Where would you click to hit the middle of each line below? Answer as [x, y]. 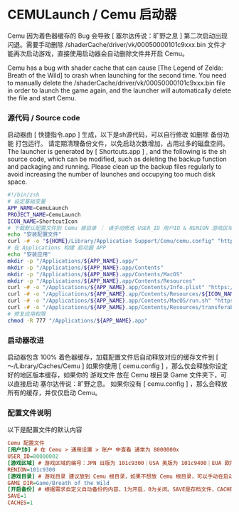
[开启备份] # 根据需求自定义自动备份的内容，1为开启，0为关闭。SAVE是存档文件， [112, 490]
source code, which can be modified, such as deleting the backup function [117, 159]
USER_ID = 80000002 [33, 456]
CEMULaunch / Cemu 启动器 [92, 15]
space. [17, 182]
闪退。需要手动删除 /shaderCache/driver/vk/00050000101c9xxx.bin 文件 [114, 44]
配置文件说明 [30, 412]
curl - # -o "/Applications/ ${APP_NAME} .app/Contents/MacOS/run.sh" [110, 301]
